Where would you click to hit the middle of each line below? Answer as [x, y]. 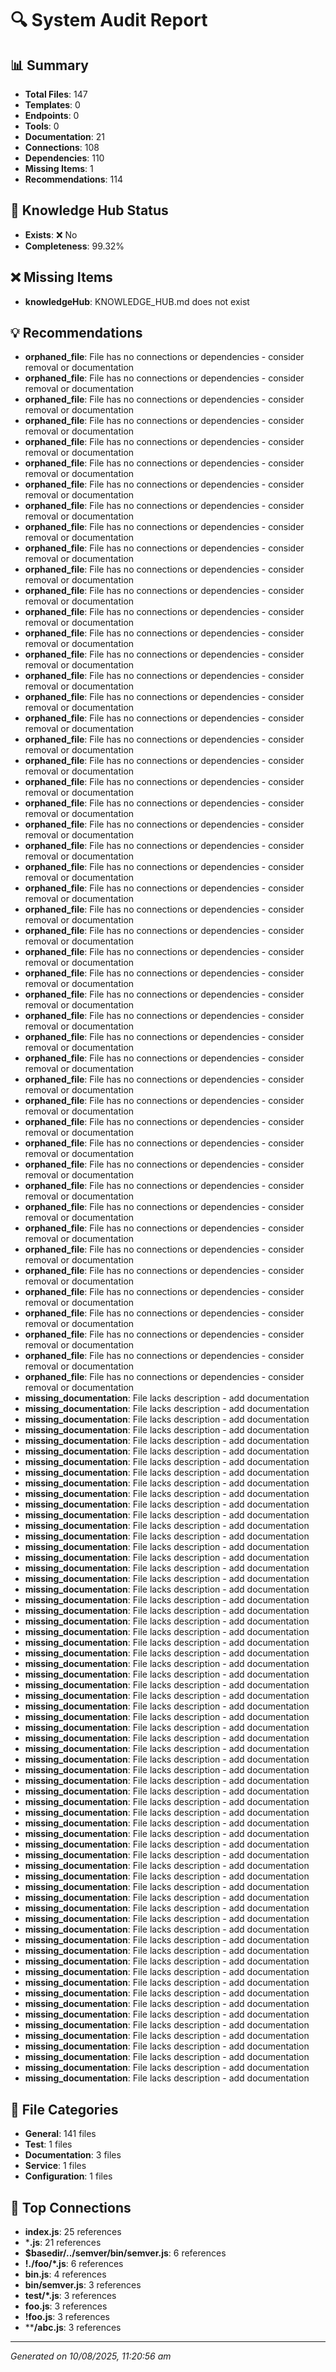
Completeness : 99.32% [74, 246]
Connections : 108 [62, 147]
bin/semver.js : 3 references [83, 2285]
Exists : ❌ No [51, 234]
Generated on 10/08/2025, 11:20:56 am [91, 2356]
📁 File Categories [64, 2109]
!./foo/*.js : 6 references [74, 2264]
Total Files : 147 [56, 94]
